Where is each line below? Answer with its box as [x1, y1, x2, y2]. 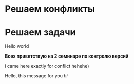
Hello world [5, 43, 29, 49]
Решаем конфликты [5, 3, 95, 15]
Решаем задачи [5, 26, 76, 38]
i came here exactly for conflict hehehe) [5, 63, 89, 69]
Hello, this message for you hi [5, 73, 68, 79]
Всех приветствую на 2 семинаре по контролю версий [5, 53, 129, 59]
